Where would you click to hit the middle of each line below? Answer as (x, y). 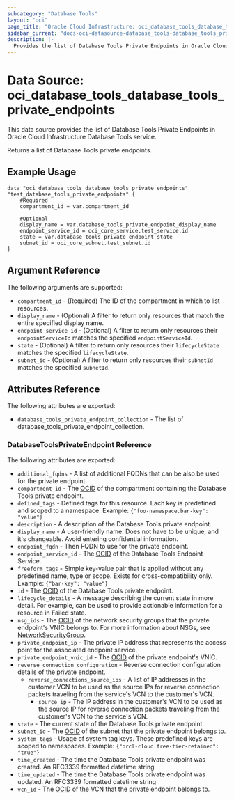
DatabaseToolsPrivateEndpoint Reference (79, 445)
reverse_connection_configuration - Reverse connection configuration (119, 664)
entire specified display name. (61, 323)
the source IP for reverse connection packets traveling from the (129, 709)
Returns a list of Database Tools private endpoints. (79, 150)
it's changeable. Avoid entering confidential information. (98, 539)
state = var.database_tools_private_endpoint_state (96, 237)
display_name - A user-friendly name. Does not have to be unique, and (118, 531)
